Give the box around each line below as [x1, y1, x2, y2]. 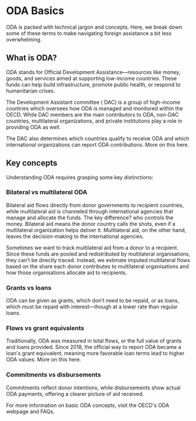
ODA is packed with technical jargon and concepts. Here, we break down [6, 23, 183, 30]
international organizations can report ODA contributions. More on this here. [6, 141, 190, 148]
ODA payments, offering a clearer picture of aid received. [6, 390, 145, 397]
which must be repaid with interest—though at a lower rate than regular [6, 303, 178, 310]
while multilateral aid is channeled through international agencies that [6, 208, 174, 215]
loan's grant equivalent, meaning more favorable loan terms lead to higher [6, 350, 185, 357]
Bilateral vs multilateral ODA [6, 188, 88, 196]
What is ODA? [6, 53, 57, 63]
